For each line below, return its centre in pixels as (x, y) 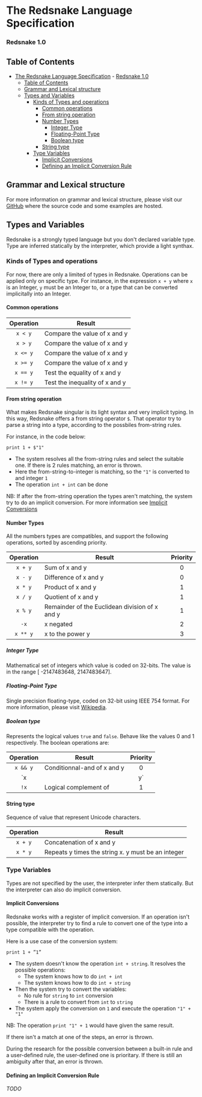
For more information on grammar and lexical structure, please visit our (94, 199)
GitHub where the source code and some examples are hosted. (84, 206)
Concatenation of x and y (80, 842)
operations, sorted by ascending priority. (57, 543)
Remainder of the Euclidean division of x (101, 607)
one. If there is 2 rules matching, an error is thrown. (78, 466)
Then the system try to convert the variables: (71, 989)
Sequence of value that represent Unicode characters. (74, 817)
